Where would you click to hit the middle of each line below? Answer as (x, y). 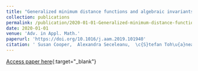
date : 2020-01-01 (27, 28)
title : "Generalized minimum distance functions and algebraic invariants (100, 12)
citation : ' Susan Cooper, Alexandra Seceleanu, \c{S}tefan (84, 45)
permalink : (19, 22)
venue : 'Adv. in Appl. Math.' (43, 34)
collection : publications (38, 17)
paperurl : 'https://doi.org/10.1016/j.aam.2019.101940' (76, 39)
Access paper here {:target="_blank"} (51, 61)
